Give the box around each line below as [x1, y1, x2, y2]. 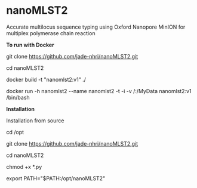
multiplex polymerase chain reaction [6, 29, 96, 36]
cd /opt [6, 128, 24, 135]
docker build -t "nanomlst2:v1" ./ [6, 76, 87, 83]
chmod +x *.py [6, 163, 42, 170]
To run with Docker [6, 41, 55, 48]
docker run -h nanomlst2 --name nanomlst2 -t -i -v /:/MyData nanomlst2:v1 [6, 87, 192, 94]
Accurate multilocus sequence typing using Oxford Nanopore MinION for [6, 23, 186, 30]
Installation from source [6, 117, 64, 124]
